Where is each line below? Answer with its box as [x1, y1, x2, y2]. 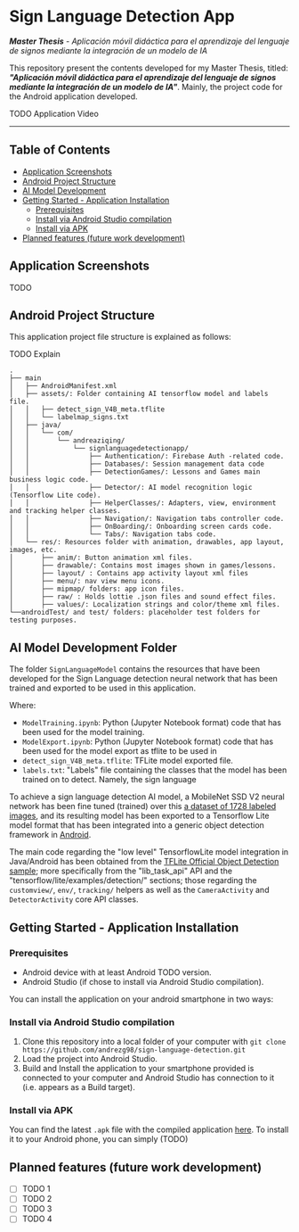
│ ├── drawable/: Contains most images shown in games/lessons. [9, 561, 277, 570]
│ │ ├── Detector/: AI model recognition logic [9, 484, 253, 492]
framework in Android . [9, 830, 92, 840]
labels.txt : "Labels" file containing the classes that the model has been [21, 765, 287, 775]
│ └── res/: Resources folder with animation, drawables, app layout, [9, 538, 285, 547]
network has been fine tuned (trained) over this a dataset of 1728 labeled [9, 801, 277, 812]
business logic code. [9, 475, 90, 484]
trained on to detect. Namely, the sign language [21, 774, 198, 785]
